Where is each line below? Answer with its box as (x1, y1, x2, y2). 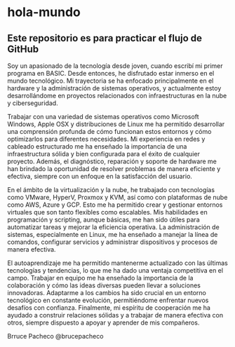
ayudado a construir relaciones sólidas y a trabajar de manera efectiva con (7, 311, 224, 319)
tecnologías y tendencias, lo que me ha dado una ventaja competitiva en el (7, 266, 223, 274)
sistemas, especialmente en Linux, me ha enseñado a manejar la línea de (7, 231, 218, 238)
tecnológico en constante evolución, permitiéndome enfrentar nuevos (7, 296, 209, 304)
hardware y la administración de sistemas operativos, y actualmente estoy (7, 84, 222, 92)
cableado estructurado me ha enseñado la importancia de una (7, 142, 187, 151)
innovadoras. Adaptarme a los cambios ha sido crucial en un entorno (7, 289, 207, 297)
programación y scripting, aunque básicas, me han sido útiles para (7, 215, 200, 224)
